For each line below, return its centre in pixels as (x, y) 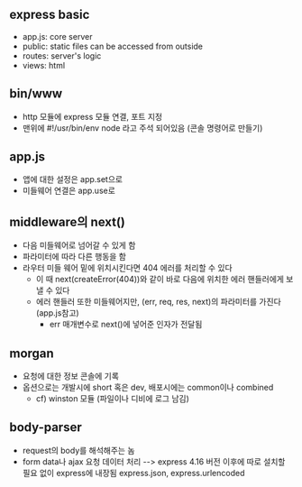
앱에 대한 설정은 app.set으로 (73, 179)
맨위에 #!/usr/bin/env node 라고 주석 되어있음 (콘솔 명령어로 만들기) (142, 128)
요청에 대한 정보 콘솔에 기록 (71, 376)
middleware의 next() (68, 221)
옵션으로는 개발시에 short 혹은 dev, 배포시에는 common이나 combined (148, 388)
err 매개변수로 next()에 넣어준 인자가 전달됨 (126, 325)
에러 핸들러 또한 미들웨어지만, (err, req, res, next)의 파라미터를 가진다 (158, 302)
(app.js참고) (57, 313)
